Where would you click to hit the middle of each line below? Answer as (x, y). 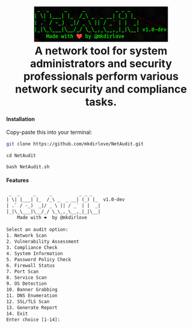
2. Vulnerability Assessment (43, 242)
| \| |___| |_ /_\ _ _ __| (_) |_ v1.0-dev (66, 200)
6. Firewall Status (31, 266)
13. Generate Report (32, 308)
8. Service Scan (26, 278)
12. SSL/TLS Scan (28, 302)
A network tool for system (101, 51)
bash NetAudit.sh (28, 167)
